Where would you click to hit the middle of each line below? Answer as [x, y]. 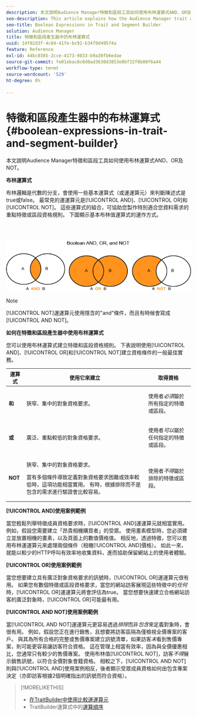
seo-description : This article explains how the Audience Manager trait [97, 18]
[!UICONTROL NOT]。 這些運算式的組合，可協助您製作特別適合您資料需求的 [98, 208]
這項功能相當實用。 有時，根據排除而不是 [91, 484]
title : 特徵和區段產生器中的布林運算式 [48, 37]
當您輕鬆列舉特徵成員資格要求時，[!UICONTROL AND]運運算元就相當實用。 [97, 523]
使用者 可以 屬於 [166, 430]
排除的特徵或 [164, 478]
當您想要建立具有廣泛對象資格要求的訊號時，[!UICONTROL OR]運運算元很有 [98, 578]
